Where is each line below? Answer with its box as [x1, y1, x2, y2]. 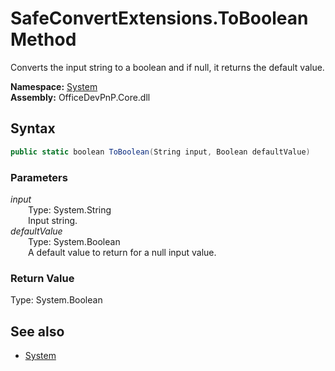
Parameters [10, 170, 68, 184]
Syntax [10, 120, 56, 137]
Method [10, 28, 77, 51]
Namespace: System [10, 80, 98, 92]
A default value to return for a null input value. [28, 246, 217, 258]
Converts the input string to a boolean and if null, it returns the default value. [10, 61, 325, 73]
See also [10, 323, 65, 340]
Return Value [10, 271, 75, 285]
